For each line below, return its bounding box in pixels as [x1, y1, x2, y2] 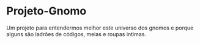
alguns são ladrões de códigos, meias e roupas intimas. [6, 30, 147, 37]
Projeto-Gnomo [6, 4, 87, 18]
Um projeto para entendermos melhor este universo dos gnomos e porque [6, 24, 194, 31]
